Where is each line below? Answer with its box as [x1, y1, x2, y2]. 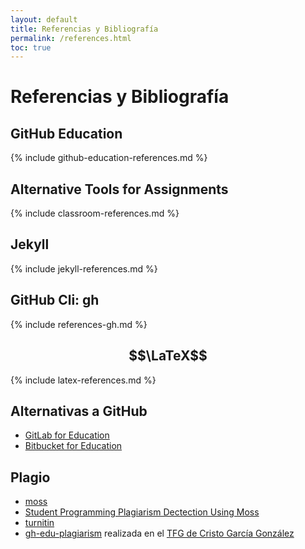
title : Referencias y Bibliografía [10, 24, 159, 34]
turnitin [24, 517, 55, 529]
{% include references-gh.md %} [10, 318, 148, 330]
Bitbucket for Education [24, 440, 123, 452]
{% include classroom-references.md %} [10, 207, 180, 220]
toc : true [10, 42, 52, 53]
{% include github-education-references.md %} [10, 152, 208, 164]
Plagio [10, 469, 51, 486]
